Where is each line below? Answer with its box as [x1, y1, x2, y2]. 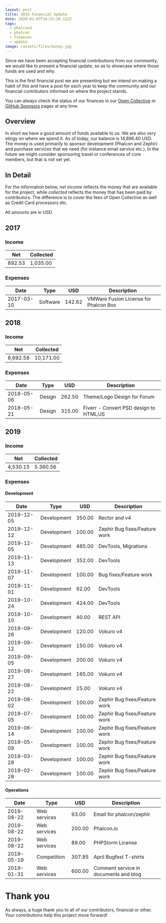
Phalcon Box [87, 302, 117, 309]
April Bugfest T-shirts [93, 853, 145, 860]
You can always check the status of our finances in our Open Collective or [5, 97, 156, 104]
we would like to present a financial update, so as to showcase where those [5, 63, 159, 69]
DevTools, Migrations [98, 543, 148, 550]
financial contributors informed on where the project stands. [5, 88, 127, 94]
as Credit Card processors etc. [5, 200, 68, 206]
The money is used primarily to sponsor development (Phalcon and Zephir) [5, 141, 158, 147]
